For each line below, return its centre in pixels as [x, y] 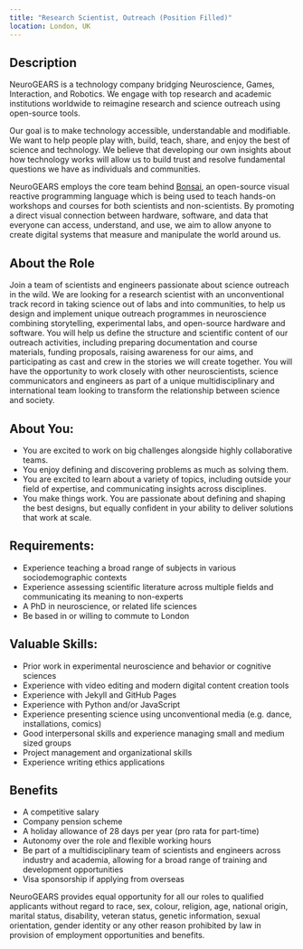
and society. [33, 400]
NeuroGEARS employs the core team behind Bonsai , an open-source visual [149, 187]
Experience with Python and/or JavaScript [101, 704]
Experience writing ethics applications [94, 762]
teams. [35, 460]
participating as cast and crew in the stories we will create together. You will [151, 362]
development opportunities [73, 869]
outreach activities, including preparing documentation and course [133, 343]
